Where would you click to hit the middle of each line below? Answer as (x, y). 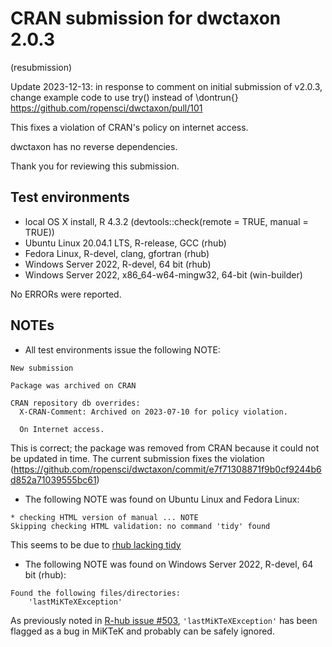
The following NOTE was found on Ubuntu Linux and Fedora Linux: (162, 499)
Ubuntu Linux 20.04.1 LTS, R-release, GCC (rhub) (125, 243)
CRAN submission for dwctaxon (146, 18)
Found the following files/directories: (96, 593)
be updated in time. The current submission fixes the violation (137, 458)
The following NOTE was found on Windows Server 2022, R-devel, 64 (169, 564)
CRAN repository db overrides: (75, 403)
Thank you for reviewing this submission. (95, 166)
